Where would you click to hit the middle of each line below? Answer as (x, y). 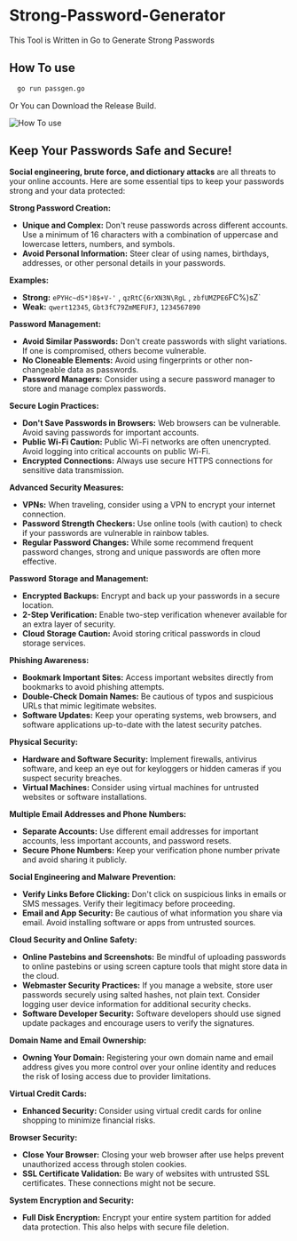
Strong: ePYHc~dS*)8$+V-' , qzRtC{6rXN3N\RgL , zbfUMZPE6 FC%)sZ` (141, 298)
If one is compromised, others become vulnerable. (114, 351)
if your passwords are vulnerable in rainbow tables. (116, 533)
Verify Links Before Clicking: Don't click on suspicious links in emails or (154, 894)
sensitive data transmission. (73, 470)
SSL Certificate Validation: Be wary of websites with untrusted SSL (146, 1173)
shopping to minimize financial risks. (89, 1120)
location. (38, 605)
